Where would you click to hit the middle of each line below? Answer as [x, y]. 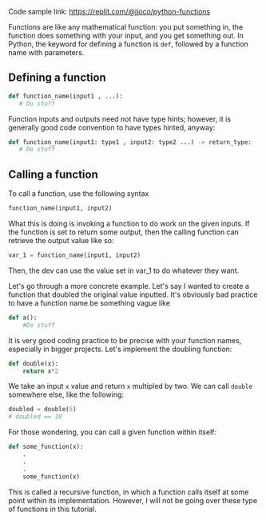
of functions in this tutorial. [53, 509]
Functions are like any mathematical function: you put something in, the [126, 27]
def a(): [23, 318]
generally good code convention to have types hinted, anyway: [112, 127]
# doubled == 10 [35, 417]
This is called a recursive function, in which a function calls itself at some [129, 492]
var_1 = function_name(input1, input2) [75, 255]
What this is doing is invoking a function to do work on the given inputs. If [129, 224]
